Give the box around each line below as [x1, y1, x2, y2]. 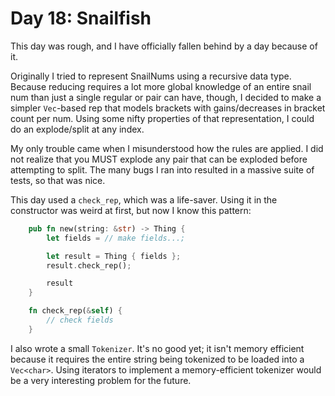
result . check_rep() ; [46, 260, 132, 271]
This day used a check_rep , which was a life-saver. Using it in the [10, 193, 278, 206]
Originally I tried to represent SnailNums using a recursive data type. [10, 70, 292, 82]
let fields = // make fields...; [46, 233, 186, 243]
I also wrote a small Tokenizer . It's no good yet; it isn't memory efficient [10, 342, 305, 354]
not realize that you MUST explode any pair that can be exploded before [10, 153, 308, 165]
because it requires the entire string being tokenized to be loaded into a [10, 353, 305, 365]
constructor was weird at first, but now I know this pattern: [10, 204, 252, 216]
